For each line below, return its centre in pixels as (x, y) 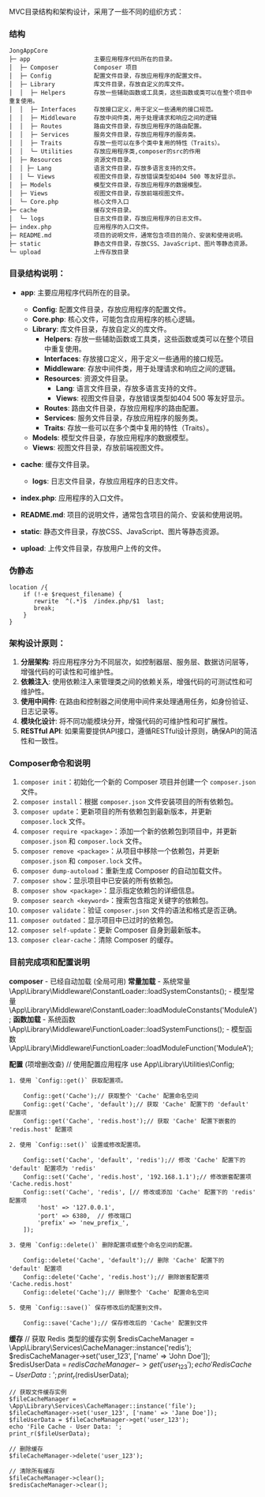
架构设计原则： (37, 643)
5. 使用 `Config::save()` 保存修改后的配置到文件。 (87, 1307)
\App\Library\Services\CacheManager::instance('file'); (103, 1406)
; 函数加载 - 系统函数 (42, 1019)
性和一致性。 (41, 741)
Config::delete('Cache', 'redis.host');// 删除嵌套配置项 (116, 1277)
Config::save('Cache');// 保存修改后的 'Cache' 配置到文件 (116, 1323)
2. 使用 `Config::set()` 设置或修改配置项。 (77, 1145)
